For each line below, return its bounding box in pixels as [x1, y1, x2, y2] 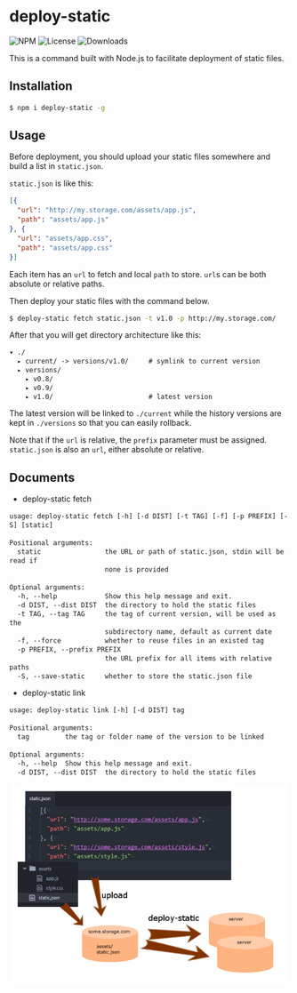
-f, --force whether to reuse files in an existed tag [17, 637, 265, 645]
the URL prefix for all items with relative [104, 654, 273, 663]
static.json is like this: [9, 178, 94, 188]
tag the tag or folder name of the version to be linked [17, 733, 265, 741]
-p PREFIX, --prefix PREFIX [17, 645, 122, 654]
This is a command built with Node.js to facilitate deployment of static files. [9, 52, 285, 63]
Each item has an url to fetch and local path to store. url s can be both [9, 268, 267, 279]
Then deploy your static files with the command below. [9, 295, 210, 306]
